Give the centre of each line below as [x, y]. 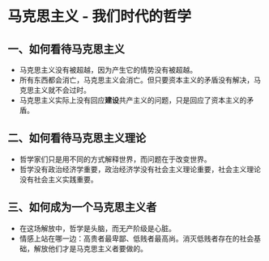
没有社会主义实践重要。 [58, 179]
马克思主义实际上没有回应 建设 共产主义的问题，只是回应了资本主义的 [133, 100]
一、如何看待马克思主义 [66, 49]
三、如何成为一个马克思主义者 [82, 207]
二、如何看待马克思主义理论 [77, 138]
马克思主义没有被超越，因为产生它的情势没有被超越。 [108, 70]
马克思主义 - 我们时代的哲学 [100, 17]
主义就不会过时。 [62, 90]
